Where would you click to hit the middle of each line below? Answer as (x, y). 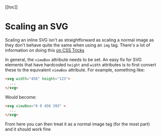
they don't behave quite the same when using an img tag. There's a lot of (78, 45)
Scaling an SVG (37, 27)
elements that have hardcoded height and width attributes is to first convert (80, 64)
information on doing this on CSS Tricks (45, 50)
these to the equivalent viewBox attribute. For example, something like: (75, 70)
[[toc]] (11, 7)
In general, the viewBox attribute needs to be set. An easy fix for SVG (73, 60)
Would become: (21, 97)
